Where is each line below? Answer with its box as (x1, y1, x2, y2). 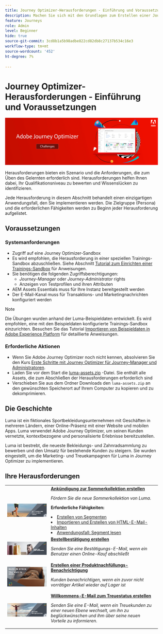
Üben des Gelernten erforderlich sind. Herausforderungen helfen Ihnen (5, 175, 147, 181)
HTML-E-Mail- (116, 519, 148, 525)
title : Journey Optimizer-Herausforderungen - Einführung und (5, 8, 133, 13)
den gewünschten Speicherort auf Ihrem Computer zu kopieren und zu (12, 385, 154, 391)
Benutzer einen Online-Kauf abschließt (50, 551, 130, 557)
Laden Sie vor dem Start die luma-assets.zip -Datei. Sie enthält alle (12, 370, 147, 375)
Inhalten (50, 524, 67, 530)
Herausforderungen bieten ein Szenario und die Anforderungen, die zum (5, 169, 150, 175)
